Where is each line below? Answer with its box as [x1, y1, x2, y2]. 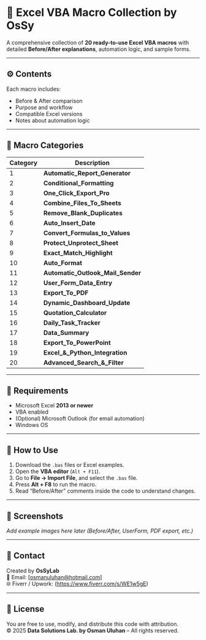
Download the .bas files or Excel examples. [15, 461, 124, 469]
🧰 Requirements [6, 385, 69, 396]
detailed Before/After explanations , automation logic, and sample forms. [6, 45, 191, 53]
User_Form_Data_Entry [43, 279, 112, 287]
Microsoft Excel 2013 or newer [15, 402, 94, 409]
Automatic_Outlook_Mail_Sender [43, 268, 142, 277]
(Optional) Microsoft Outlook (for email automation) [15, 415, 145, 422]
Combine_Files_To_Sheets [43, 199, 121, 207]
